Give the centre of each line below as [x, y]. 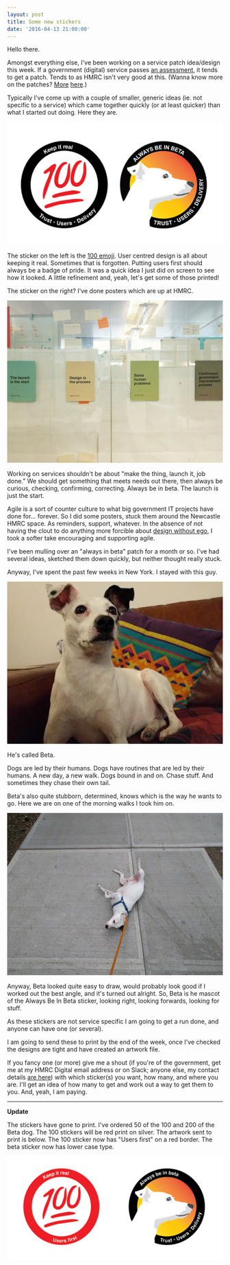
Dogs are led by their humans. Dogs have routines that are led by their [106, 768]
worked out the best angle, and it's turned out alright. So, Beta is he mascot [114, 993]
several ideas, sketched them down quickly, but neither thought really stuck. [115, 558]
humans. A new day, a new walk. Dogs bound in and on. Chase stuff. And [110, 775]
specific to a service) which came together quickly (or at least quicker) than [114, 105]
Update [18, 1111]
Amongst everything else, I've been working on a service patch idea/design [114, 62]
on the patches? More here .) [47, 84]
